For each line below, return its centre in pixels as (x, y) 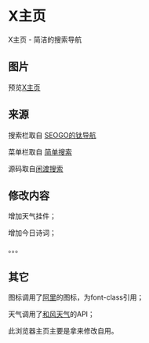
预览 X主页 (24, 87)
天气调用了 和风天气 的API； (52, 314)
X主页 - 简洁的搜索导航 (45, 39)
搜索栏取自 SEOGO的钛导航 (52, 135)
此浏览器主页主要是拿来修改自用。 (63, 331)
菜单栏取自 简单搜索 (40, 151)
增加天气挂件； (32, 216)
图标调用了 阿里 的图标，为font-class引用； (76, 297)
